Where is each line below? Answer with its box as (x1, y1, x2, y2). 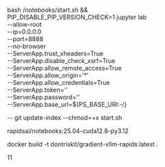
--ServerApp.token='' (7, 86, 69, 94)
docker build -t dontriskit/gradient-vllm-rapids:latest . (7, 140, 158, 148)
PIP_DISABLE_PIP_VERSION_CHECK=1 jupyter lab (7, 13, 146, 21)
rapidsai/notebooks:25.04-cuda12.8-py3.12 (7, 127, 129, 135)
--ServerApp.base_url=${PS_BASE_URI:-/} (7, 101, 127, 108)
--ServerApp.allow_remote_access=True (7, 64, 122, 72)
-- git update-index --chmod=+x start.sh (7, 114, 122, 122)
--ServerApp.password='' (7, 93, 80, 101)
